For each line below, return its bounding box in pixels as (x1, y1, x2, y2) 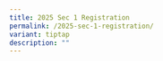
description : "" (9, 38, 70, 48)
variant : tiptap (9, 30, 70, 39)
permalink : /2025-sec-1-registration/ (9, 22, 154, 30)
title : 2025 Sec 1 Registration (9, 13, 130, 22)
